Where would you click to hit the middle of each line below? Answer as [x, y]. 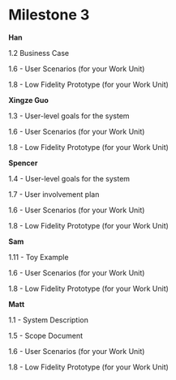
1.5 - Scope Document [46, 335]
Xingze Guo [28, 100]
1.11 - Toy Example [39, 257]
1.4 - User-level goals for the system [69, 178]
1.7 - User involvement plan [54, 194]
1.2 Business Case [39, 53]
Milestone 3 [49, 15]
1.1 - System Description [49, 320]
